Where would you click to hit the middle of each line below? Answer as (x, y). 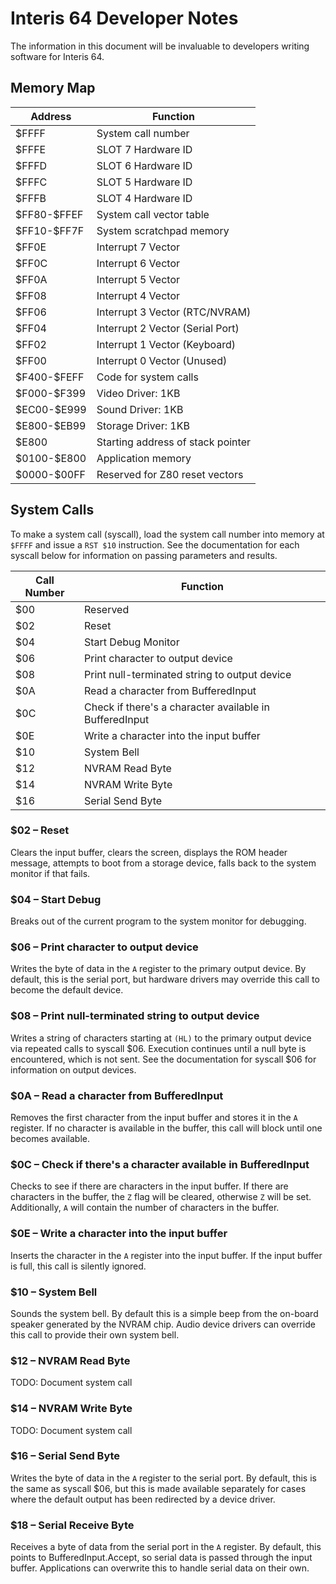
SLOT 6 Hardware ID (144, 165)
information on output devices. (73, 1069)
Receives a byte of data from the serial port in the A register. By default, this (166, 1547)
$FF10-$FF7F (50, 230)
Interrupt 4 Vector (138, 295)
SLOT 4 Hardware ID (144, 198)
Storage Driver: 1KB (143, 425)
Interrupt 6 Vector (138, 263)
